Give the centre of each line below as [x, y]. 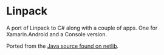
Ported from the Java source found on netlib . [63, 46]
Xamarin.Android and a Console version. [57, 34]
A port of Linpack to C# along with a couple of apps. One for [82, 28]
